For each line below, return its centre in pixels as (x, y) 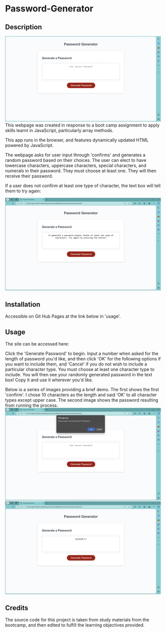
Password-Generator (49, 9)
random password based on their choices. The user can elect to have (76, 160)
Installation (23, 304)
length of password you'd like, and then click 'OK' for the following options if (83, 359)
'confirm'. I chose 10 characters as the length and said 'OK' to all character (81, 395)
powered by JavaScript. (29, 145)
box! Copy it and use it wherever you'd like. (49, 380)
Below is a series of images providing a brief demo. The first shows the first (82, 390)
